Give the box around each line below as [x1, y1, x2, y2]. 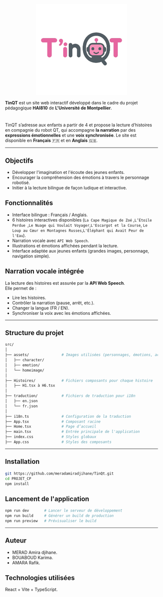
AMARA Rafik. [12, 560, 40, 565]
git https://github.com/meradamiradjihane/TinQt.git [5, 471, 114, 476]
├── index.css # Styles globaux [5, 434, 97, 440]
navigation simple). [12, 253, 50, 259]
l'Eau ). [12, 232, 26, 238]
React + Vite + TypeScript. [5, 587, 58, 593]
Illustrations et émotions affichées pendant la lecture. [12, 242, 119, 249]
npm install [5, 481, 29, 486]
